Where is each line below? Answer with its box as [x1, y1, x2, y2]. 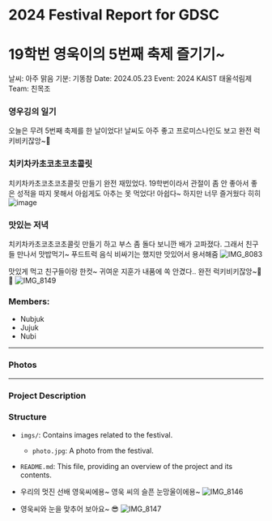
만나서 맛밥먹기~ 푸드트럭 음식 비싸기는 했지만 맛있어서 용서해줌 [16, 250, 219, 259]
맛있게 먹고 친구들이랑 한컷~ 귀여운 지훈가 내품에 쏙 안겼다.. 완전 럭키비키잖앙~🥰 [8, 267, 262, 276]
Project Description [8, 390, 87, 401]
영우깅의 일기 [8, 106, 57, 117]
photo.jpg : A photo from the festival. [32, 446, 154, 455]
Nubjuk [19, 314, 45, 324]
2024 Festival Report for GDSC [8, 6, 220, 24]
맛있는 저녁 [8, 219, 49, 230]
